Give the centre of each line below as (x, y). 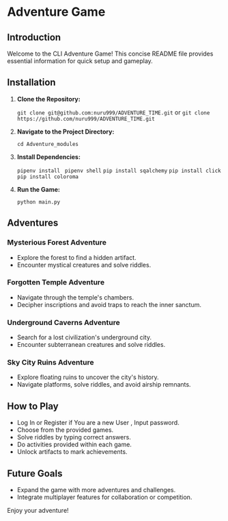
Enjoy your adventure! (38, 511)
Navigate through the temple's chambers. (75, 297)
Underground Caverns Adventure (64, 322)
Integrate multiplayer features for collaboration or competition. (104, 497)
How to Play (33, 406)
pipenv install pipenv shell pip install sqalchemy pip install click (119, 171)
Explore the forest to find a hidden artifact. (76, 257)
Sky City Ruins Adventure (51, 363)
